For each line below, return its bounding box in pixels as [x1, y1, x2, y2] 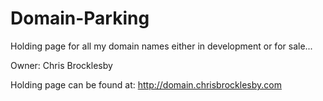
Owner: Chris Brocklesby [10, 59, 113, 71]
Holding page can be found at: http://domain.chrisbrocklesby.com [10, 78, 282, 91]
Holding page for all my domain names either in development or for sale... [10, 40, 313, 52]
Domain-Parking [10, 7, 150, 30]
